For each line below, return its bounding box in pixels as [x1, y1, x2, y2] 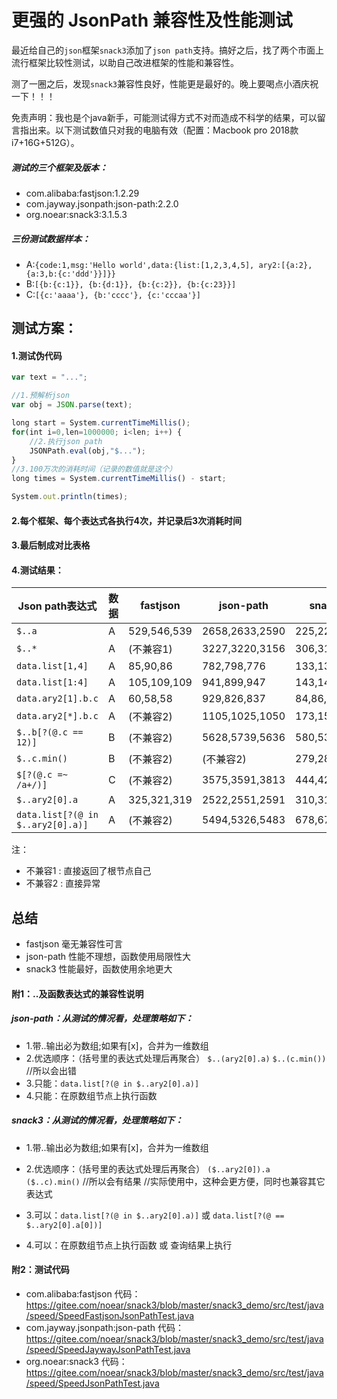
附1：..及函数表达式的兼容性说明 [11, 987, 144, 1000]
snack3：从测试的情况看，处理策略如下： [11, 1114, 184, 1126]
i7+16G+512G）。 [11, 136, 80, 148]
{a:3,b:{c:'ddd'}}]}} [25, 269, 116, 279]
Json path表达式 [17, 599, 98, 613]
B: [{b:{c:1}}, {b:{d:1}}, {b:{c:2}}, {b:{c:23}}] [25, 277, 237, 290]
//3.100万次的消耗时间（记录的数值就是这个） [11, 464, 178, 475]
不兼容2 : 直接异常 [25, 877, 101, 890]
